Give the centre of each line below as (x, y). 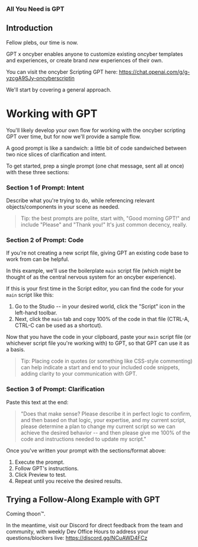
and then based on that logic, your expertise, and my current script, (103, 420)
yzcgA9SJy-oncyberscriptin (41, 78)
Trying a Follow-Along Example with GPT (83, 499)
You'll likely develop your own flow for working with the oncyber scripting (96, 130)
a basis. (16, 350)
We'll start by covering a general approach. (59, 89)
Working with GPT (52, 113)
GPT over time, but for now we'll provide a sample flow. (74, 136)
